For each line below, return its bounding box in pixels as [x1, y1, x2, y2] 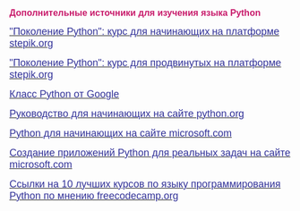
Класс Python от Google [9, 89, 119, 100]
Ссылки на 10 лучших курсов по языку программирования [9, 178, 281, 190]
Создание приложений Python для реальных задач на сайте [9, 147, 291, 159]
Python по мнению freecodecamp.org [9, 190, 179, 202]
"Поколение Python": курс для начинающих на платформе [9, 26, 280, 38]
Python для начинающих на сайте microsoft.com [9, 127, 233, 139]
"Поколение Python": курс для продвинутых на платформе [9, 57, 282, 69]
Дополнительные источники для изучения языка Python [9, 8, 261, 18]
